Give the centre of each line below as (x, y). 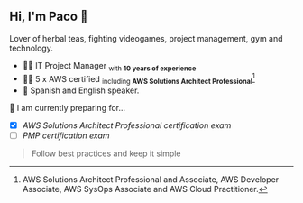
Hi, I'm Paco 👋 (49, 17)
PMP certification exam (66, 135)
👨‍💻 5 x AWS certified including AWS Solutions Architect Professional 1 (138, 79)
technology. (32, 48)
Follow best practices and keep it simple (106, 153)
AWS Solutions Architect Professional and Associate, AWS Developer (151, 180)
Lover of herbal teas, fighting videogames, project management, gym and (146, 38)
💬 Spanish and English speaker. (81, 90)
